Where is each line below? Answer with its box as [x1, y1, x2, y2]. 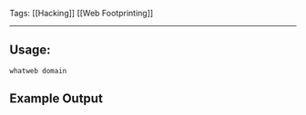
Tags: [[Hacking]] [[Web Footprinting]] [9, 8, 154, 18]
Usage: [9, 43, 52, 58]
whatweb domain [9, 66, 67, 75]
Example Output [9, 91, 103, 107]
